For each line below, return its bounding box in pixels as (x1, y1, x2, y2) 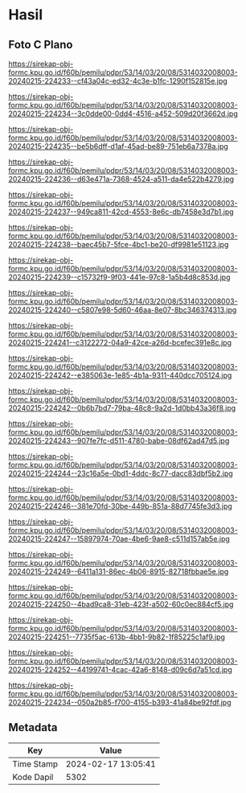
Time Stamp (12, 758, 59, 770)
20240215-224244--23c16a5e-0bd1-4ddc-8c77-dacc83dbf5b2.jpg (8, 469, 233, 478)
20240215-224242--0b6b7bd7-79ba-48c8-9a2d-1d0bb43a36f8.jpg (8, 403, 236, 412)
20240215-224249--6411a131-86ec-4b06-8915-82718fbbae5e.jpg (8, 567, 229, 576)
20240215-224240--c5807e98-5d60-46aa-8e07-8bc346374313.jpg (8, 305, 237, 315)
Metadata (8, 721, 58, 734)
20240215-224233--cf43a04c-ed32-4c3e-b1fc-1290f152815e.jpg (8, 76, 228, 85)
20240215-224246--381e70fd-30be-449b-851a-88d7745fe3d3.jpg (8, 502, 233, 510)
